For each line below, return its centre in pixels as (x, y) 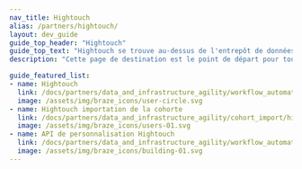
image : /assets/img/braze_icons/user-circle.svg (110, 101)
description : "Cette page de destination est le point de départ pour (144, 59)
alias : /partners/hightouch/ (64, 26)
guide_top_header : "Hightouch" (68, 43)
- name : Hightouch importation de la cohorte (96, 109)
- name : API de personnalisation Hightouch (92, 134)
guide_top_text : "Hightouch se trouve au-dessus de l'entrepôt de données (152, 51)
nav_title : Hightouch (50, 18)
